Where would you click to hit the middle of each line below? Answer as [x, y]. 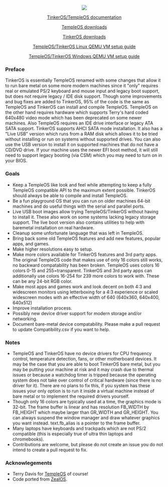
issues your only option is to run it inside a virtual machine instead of [83, 391]
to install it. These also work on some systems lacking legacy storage [84, 217]
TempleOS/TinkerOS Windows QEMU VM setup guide [84, 56]
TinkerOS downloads [84, 37]
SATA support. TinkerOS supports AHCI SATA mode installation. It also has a [84, 129]
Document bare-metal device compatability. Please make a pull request [86, 324]
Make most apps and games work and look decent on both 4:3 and [82, 286]
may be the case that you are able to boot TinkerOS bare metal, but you [86, 364]
